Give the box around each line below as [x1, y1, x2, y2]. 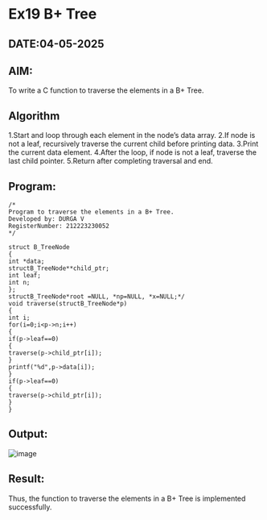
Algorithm [8, 109, 60, 123]
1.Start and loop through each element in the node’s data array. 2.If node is [8, 131, 256, 140]
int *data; [8, 257, 45, 266]
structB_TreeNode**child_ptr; [8, 264, 110, 272]
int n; [8, 279, 31, 287]
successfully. [8, 501, 52, 512]
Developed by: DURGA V [8, 215, 84, 223]
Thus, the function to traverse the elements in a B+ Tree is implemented [8, 493, 246, 503]
